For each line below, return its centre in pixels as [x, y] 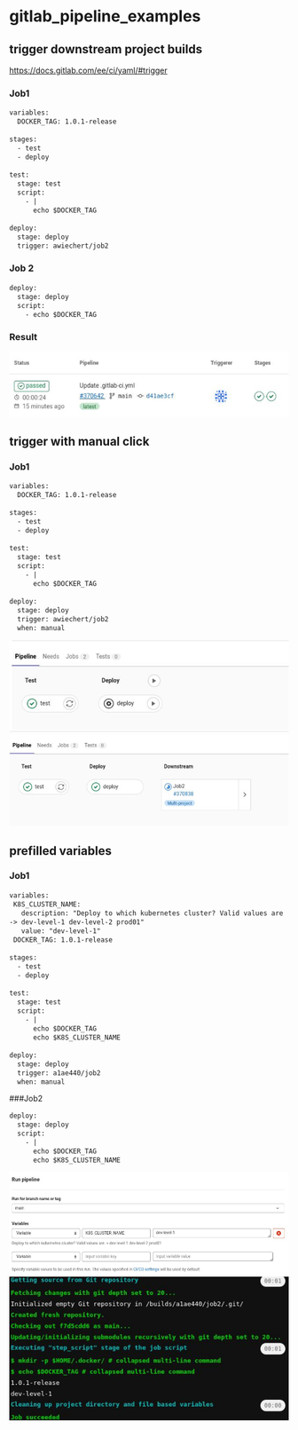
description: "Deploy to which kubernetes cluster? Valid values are [152, 913]
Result [24, 336]
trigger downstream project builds [106, 49]
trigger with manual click [79, 441]
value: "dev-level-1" [61, 931]
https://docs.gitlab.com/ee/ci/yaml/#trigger [89, 70]
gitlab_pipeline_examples [105, 16]
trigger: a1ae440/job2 [59, 1073]
